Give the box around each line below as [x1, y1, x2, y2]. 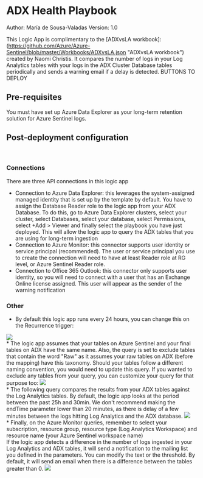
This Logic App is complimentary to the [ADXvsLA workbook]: [6, 35, 162, 43]
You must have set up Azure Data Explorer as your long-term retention [6, 108, 182, 116]
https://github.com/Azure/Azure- [8, 42, 91, 49]
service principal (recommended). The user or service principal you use [15, 247, 196, 255]
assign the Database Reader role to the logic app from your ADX [15, 202, 176, 209]
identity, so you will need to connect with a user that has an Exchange [15, 273, 190, 281]
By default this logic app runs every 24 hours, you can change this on [15, 315, 190, 323]
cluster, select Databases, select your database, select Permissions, [15, 215, 186, 222]
